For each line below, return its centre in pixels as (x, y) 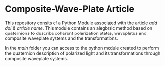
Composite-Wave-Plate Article (70, 9)
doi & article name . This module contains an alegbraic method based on (79, 28)
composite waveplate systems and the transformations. (62, 38)
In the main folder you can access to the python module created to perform (82, 48)
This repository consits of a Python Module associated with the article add (81, 23)
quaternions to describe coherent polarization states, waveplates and (76, 33)
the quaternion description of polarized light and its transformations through (83, 53)
